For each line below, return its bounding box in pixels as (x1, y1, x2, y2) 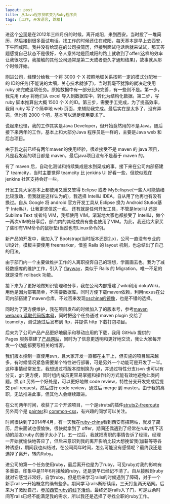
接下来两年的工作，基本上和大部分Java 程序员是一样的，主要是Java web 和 (5, 129, 162, 135)
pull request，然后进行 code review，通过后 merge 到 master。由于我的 (11, 385, 160, 391)
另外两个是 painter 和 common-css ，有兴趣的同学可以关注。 (5, 408, 130, 414)
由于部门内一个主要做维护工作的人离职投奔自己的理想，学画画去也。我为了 (5, 259, 160, 265)
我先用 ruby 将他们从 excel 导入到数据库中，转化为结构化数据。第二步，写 (5, 93, 159, 99)
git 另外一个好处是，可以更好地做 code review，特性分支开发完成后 (19, 379, 159, 385)
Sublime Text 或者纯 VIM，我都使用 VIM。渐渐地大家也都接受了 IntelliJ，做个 (5, 212, 165, 218)
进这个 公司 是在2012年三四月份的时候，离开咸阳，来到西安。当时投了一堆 (5, 31, 157, 38)
